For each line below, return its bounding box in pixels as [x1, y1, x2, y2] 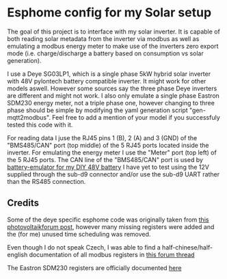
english [7, 250, 28, 258]
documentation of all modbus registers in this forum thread [29, 250, 195, 258]
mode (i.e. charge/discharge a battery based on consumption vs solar [7, 49, 204, 57]
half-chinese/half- [161, 243, 213, 251]
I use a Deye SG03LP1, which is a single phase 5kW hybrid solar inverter [7, 70, 211, 78]
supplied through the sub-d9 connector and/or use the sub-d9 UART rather [7, 170, 220, 178]
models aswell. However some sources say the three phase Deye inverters [7, 84, 217, 92]
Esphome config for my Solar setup [7, 5, 212, 21]
